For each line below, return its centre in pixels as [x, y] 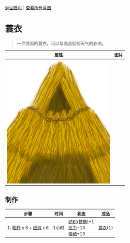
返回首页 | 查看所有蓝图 [28, 8]
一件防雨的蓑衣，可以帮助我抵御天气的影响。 [61, 43]
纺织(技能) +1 [81, 221]
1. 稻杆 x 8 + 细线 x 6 [28, 227]
